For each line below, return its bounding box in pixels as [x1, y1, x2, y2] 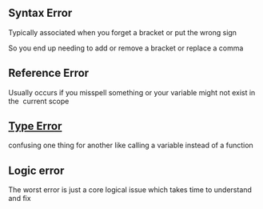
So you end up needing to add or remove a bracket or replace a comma [8, 43, 244, 53]
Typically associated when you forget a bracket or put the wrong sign [8, 27, 237, 37]
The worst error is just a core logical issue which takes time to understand [8, 185, 252, 195]
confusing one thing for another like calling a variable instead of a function [8, 140, 253, 151]
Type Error [8, 119, 62, 133]
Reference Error [8, 66, 90, 80]
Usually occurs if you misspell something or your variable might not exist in [8, 87, 256, 97]
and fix [8, 194, 31, 203]
